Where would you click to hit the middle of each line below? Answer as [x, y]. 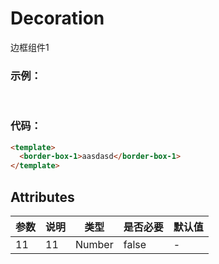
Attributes [42, 197]
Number [94, 244]
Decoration [57, 18]
